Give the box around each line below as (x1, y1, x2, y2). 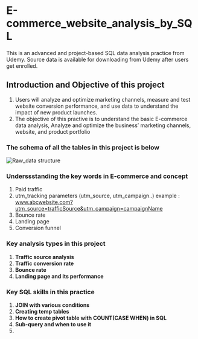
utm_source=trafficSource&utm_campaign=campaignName (14, 205, 163, 212)
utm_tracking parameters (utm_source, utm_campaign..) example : (14, 192, 180, 200)
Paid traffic (14, 186, 43, 193)
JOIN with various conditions (14, 301, 90, 309)
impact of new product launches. (14, 108, 98, 116)
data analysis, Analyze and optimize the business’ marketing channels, (14, 122, 191, 129)
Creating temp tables (14, 308, 69, 315)
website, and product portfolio (14, 128, 91, 135)
